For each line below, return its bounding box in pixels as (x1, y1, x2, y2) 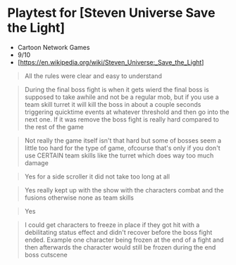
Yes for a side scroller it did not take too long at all (24, 172, 170, 181)
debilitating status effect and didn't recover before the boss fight (24, 228, 213, 236)
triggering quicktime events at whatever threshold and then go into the (24, 108, 230, 116)
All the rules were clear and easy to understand (24, 72, 162, 80)
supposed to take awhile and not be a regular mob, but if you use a (24, 93, 220, 101)
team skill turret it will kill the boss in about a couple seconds (24, 100, 201, 108)
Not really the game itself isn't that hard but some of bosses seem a (24, 136, 222, 145)
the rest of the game (24, 122, 85, 131)
